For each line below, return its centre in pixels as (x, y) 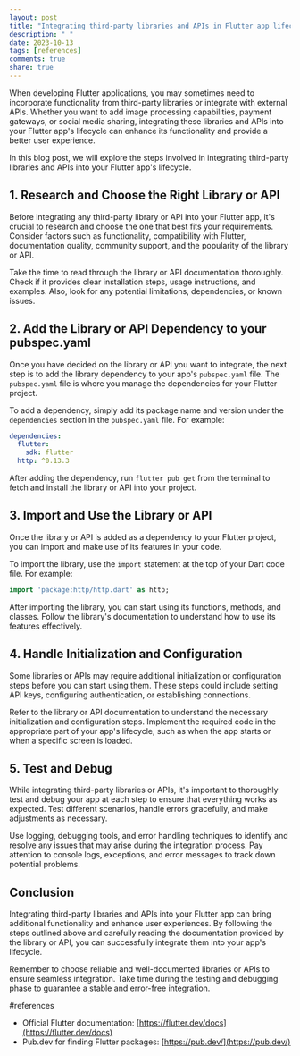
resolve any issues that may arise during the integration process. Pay (136, 845)
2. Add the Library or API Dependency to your (138, 329)
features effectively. (46, 626)
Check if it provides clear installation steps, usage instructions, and (133, 282)
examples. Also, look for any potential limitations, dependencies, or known (146, 291)
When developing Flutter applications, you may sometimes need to (132, 93)
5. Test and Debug (61, 769)
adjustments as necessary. (58, 818)
